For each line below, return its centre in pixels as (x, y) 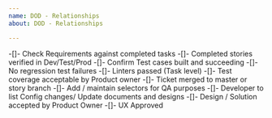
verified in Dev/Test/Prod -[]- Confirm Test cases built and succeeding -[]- (133, 62)
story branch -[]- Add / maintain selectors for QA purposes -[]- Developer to (136, 88)
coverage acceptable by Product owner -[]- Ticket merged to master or (128, 79)
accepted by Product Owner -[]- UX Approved (86, 105)
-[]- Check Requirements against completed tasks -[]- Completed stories (131, 53)
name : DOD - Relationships (54, 16)
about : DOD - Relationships (56, 23)
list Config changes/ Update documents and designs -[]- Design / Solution (133, 96)
